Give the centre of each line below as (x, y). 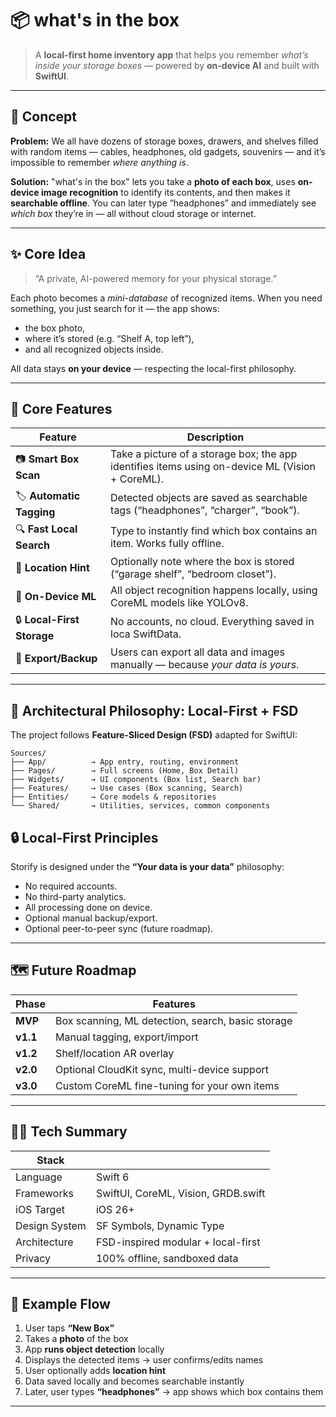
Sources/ (28, 753)
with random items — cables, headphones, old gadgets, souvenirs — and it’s (168, 151)
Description (215, 437)
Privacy (33, 1258)
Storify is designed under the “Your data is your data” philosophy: (147, 866)
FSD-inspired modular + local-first (178, 1242)
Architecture (44, 1242)
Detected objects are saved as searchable (209, 497)
